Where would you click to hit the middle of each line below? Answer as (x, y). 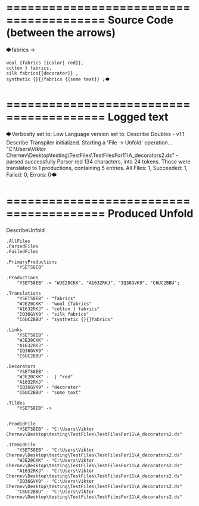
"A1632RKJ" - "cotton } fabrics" (58, 309)
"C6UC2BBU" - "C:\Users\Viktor (56, 492)
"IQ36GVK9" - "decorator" (49, 387)
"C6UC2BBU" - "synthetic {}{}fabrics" (65, 319)
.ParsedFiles (22, 246)
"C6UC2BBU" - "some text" (49, 392)
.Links (14, 330)
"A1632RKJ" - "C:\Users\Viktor (56, 471)
